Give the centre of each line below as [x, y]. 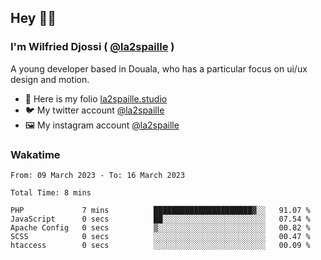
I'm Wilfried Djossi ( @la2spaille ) [92, 47]
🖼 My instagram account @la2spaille [102, 125]
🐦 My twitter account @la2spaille [94, 110]
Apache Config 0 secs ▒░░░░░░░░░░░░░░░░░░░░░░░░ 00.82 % [160, 227]
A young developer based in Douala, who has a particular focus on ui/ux [159, 68]
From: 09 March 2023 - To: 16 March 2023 [98, 175]
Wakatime [35, 154]
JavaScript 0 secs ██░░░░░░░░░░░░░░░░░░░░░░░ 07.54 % [160, 219]
